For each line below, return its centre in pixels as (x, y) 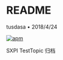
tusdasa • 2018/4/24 (32, 27)
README (29, 10)
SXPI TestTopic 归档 (31, 50)
